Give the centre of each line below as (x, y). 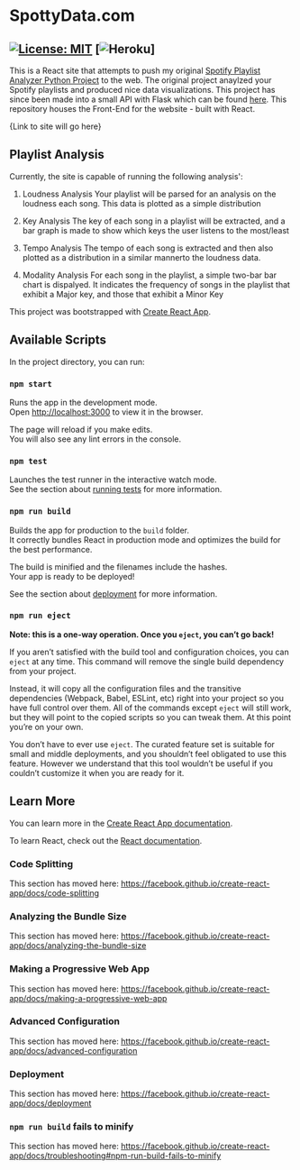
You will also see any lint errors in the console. (95, 439)
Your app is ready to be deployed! (72, 576)
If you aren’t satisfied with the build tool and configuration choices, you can (150, 652)
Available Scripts (58, 340)
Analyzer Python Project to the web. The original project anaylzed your (141, 80)
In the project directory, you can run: (77, 361)
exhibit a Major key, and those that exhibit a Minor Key (123, 294)
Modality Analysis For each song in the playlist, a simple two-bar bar (150, 275)
